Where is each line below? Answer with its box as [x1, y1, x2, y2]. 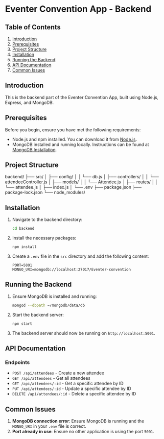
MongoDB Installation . [12, 146, 57, 152]
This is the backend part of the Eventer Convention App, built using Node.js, [5, 94, 159, 100]
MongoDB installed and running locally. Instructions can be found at [12, 141, 149, 147]
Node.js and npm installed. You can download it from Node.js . [12, 136, 137, 142]
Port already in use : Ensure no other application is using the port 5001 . [12, 429, 155, 435]
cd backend [12, 226, 35, 231]
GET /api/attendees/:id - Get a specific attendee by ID [12, 381, 124, 387]
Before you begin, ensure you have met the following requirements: [5, 126, 141, 133]
